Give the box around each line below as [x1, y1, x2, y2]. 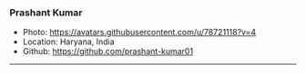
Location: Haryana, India [22, 36, 116, 47]
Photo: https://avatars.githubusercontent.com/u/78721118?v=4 [22, 27, 257, 38]
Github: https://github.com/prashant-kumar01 [22, 46, 194, 57]
